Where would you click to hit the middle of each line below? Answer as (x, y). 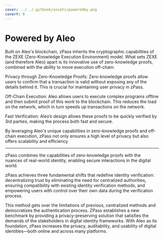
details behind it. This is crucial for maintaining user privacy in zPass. (74, 87)
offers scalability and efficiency (37, 141)
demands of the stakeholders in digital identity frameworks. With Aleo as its (81, 221)
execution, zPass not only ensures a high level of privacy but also (83, 136)
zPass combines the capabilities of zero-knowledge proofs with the (73, 155)
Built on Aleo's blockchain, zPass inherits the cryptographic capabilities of (80, 52)
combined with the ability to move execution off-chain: (60, 67)
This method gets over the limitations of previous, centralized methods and (81, 205)
